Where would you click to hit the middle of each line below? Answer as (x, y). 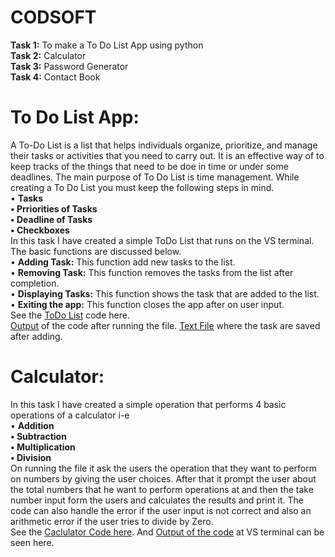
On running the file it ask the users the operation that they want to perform (163, 468)
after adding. (36, 336)
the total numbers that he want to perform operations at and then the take (162, 489)
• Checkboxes (40, 230)
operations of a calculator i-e (70, 415)
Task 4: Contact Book (55, 77)
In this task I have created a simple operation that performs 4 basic (148, 404)
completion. (35, 283)
